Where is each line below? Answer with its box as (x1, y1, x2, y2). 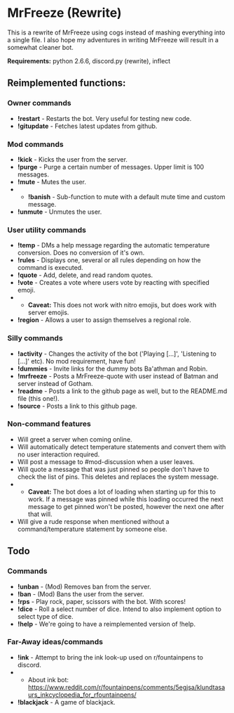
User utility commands (7, 225, 86, 235)
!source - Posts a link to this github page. (17, 402, 138, 410)
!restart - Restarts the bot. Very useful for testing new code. (17, 114, 192, 122)
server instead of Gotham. (17, 379, 93, 387)
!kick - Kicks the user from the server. (17, 155, 128, 163)
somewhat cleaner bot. (7, 43, 74, 51)
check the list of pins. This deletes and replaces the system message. (17, 473, 219, 481)
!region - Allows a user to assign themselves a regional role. (17, 316, 191, 324)
